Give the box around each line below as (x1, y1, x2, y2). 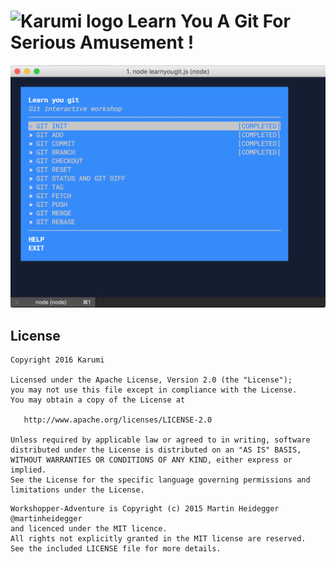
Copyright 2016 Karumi (10, 355, 105, 365)
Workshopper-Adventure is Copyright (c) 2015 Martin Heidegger (10, 504, 280, 514)
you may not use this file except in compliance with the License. (10, 385, 298, 395)
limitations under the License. (10, 485, 145, 495)
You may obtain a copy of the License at (10, 395, 186, 405)
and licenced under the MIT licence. (10, 524, 168, 534)
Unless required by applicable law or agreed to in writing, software (10, 435, 311, 445)
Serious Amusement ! (10, 31, 195, 54)
